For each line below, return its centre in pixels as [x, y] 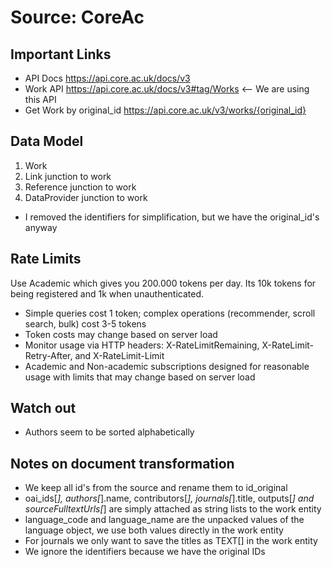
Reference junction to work [80, 187]
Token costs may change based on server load [121, 334]
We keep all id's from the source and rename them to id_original [156, 488]
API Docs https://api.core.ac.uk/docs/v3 [107, 78]
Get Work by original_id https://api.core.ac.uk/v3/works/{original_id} [165, 110]
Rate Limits [46, 259]
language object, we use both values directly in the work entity [154, 530]
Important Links [61, 54]
